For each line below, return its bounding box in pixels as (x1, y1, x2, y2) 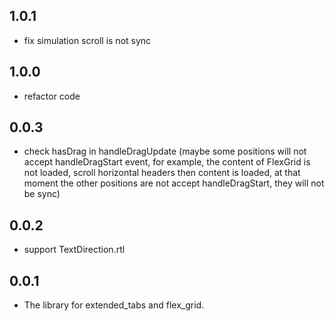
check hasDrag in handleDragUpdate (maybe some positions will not (23, 145, 307, 158)
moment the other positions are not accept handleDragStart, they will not (23, 177, 325, 189)
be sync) (23, 188, 61, 200)
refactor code (23, 90, 81, 102)
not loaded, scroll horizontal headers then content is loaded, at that (23, 167, 301, 179)
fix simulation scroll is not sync (23, 34, 152, 46)
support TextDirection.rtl (23, 244, 126, 256)
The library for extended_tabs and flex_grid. (23, 299, 205, 311)
